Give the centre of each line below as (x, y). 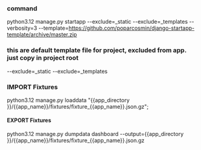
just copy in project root (43, 58)
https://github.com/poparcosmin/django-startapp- (131, 28)
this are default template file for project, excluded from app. (97, 50)
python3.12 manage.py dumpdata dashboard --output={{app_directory (95, 134)
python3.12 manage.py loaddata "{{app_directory (68, 100)
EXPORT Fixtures (29, 120)
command (22, 9)
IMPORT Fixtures (32, 87)
